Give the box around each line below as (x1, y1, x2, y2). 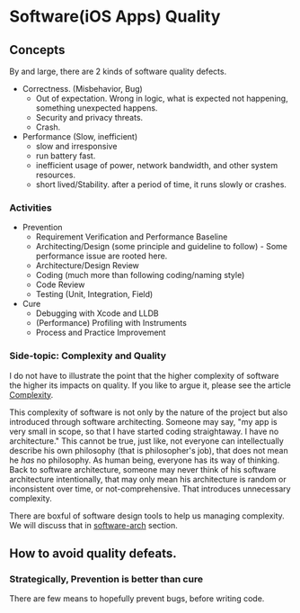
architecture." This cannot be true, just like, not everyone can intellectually (9, 435, 285, 446)
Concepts (9, 42, 66, 58)
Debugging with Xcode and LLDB (35, 308, 159, 319)
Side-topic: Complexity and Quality (9, 349, 166, 362)
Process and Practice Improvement (35, 327, 166, 338)
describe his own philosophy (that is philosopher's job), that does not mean (9, 445, 289, 455)
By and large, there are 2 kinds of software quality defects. (9, 66, 227, 77)
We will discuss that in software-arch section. (9, 519, 178, 530)
